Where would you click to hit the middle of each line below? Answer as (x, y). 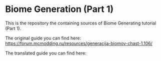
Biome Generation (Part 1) (59, 9)
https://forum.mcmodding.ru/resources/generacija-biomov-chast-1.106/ (79, 43)
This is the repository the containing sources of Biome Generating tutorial (81, 23)
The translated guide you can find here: (46, 53)
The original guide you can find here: (43, 38)
